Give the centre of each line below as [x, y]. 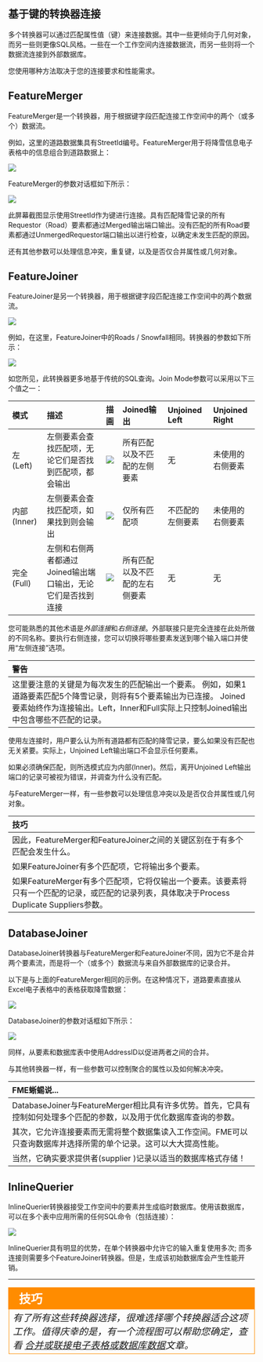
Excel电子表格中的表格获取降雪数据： [68, 990]
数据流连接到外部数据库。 [49, 54]
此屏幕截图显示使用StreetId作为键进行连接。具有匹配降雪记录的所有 [117, 215]
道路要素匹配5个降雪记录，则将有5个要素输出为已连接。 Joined [129, 696]
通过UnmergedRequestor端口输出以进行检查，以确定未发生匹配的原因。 [137, 235]
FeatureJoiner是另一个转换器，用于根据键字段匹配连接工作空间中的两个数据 [130, 296]
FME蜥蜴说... [35, 1090]
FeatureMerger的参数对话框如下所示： [70, 184]
